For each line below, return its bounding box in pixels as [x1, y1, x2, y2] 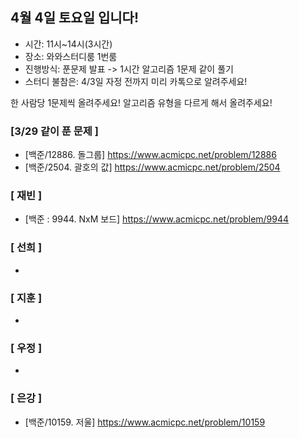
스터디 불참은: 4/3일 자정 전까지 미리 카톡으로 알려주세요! [24, 75, 248, 87]
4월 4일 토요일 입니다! [10, 9, 139, 27]
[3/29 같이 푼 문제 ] [10, 124, 99, 138]
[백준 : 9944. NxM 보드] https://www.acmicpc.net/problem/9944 [24, 213, 290, 225]
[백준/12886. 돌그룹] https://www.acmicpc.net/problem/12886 [24, 149, 277, 161]
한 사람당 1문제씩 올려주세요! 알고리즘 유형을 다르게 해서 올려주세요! [10, 96, 273, 108]
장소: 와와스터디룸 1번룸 [24, 50, 118, 62]
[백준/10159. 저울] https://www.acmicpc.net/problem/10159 [24, 416, 266, 428]
